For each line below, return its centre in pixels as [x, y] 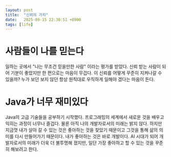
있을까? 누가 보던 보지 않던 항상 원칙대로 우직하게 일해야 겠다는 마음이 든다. [80, 80]
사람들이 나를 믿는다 [45, 51]
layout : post [19, 10]
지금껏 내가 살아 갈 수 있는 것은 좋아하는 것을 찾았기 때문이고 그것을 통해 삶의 [82, 130]
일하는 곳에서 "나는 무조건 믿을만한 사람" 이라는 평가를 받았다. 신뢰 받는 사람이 [83, 67]
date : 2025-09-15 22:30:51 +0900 [43, 19]
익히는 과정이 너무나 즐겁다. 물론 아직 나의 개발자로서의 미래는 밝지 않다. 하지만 [84, 124]
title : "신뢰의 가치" [27, 15]
